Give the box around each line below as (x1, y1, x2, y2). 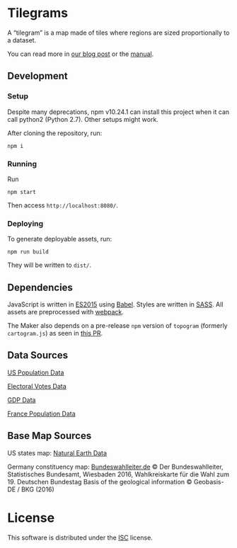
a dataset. (7, 35, 37, 44)
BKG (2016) (21, 485, 54, 493)
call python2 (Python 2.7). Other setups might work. (7, 115, 159, 123)
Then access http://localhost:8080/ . (7, 200, 118, 210)
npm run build (7, 249, 50, 256)
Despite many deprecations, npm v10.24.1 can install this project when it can (7, 108, 230, 116)
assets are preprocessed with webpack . (7, 308, 124, 316)
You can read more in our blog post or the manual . (7, 50, 154, 58)
